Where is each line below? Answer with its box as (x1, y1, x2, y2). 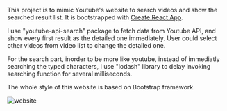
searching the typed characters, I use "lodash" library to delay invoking (7, 62, 211, 70)
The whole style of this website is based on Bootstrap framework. (7, 83, 196, 91)
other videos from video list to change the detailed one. (7, 42, 166, 49)
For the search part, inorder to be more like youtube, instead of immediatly (7, 55, 220, 63)
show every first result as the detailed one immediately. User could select (7, 34, 217, 42)
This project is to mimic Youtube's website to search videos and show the (7, 6, 218, 14)
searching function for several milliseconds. (7, 69, 133, 78)
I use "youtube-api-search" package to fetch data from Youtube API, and (7, 27, 217, 35)
